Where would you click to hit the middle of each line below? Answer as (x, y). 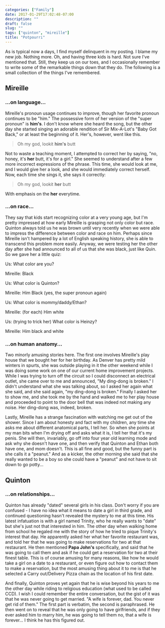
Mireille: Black (19, 273)
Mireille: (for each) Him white (35, 312)
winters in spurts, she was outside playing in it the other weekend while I (79, 366)
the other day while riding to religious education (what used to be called (78, 588)
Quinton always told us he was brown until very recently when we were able (82, 228)
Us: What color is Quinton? (32, 283)
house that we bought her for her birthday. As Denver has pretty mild (75, 360)
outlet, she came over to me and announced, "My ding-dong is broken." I (80, 381)
